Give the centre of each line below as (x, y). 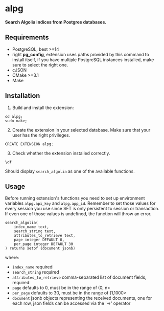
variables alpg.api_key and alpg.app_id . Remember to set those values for (80, 203)
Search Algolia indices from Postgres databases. (56, 22)
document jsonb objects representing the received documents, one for (82, 298)
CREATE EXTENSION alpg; (29, 144)
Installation (23, 96)
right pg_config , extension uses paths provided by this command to (81, 54)
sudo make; (16, 121)
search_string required (36, 272)
